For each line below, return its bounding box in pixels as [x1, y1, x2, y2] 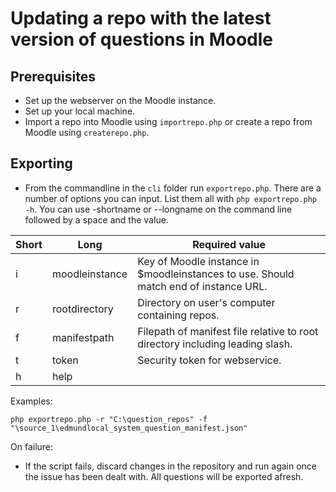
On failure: [10, 440, 54, 452]
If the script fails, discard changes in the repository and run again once [24, 460, 318, 472]
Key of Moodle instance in [137, 254, 260, 268]
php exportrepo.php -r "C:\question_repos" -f [10, 414, 208, 424]
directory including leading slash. [137, 337, 293, 351]
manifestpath [51, 330, 115, 344]
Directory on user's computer [137, 295, 276, 309]
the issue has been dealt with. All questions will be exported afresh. [24, 470, 304, 482]
